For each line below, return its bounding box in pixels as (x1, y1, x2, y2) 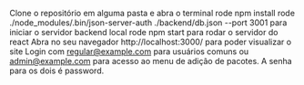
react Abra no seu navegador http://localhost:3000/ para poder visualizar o (9, 36, 292, 47)
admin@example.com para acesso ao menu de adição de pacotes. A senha (9, 56, 293, 66)
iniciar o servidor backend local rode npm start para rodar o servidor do (9, 27, 279, 37)
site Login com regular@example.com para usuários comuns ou (9, 46, 249, 57)
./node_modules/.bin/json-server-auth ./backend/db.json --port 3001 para (9, 17, 288, 28)
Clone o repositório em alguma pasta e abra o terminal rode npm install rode (9, 8, 296, 18)
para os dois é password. (9, 65, 105, 76)
